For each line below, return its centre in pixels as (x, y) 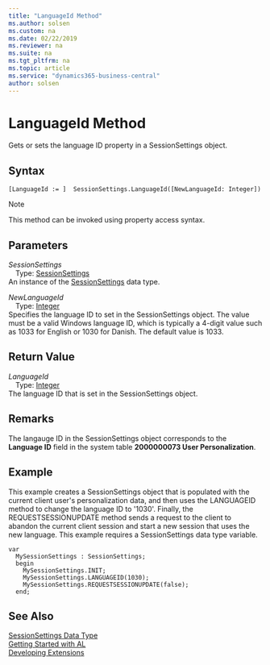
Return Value (42, 357)
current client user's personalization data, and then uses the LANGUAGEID (132, 500)
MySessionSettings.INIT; (64, 570)
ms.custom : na (32, 31)
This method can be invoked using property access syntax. (107, 220)
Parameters (38, 245)
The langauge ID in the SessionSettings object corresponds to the (118, 438)
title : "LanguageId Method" (56, 16)
